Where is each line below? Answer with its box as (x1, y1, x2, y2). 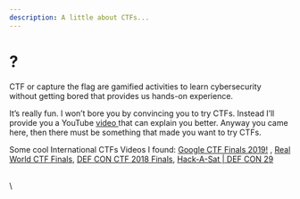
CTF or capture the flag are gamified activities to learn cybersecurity (9, 81, 262, 92)
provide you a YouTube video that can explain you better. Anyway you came (9, 117, 288, 128)
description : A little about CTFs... (9, 12, 150, 22)
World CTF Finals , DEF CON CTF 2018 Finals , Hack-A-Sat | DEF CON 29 (9, 153, 274, 164)
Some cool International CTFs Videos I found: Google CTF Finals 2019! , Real (9, 144, 291, 154)
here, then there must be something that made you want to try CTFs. (9, 127, 262, 137)
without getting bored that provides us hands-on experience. (9, 90, 234, 101)
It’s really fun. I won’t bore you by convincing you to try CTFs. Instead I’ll (9, 108, 275, 119)
